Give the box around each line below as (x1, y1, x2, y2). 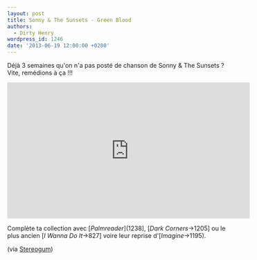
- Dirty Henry (13, 29, 54, 37)
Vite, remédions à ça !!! (7, 68, 73, 77)
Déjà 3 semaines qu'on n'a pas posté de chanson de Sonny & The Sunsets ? (7, 62, 225, 69)
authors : (7, 23, 33, 30)
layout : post (7, 10, 45, 17)
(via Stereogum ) (7, 245, 53, 253)
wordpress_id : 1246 (7, 36, 64, 43)
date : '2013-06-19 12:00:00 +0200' (7, 42, 110, 49)
